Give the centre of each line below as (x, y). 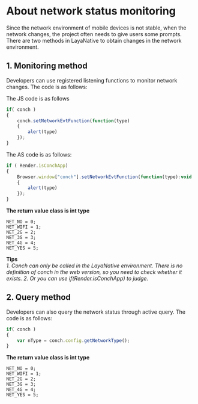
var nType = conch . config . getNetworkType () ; (73, 340)
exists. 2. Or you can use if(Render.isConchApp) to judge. (77, 278)
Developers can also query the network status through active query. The (96, 312)
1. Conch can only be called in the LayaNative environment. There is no (94, 266)
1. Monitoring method (47, 66)
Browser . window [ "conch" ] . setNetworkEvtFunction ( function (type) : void (104, 177)
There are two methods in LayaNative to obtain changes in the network (94, 40)
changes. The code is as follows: (47, 87)
